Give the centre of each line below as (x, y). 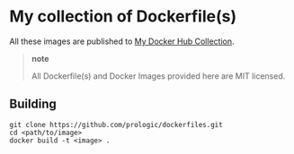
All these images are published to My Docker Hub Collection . (122, 41)
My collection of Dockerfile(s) (123, 17)
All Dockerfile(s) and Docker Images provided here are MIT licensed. (158, 76)
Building (33, 104)
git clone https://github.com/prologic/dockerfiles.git (116, 124)
